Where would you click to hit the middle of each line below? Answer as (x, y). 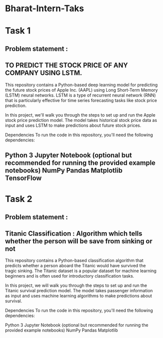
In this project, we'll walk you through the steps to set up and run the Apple (80, 115)
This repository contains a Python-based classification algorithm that (74, 260)
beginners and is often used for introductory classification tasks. (70, 276)
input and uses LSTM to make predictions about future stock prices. (73, 125)
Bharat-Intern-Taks (45, 9)
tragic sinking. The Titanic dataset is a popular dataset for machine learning (81, 271)
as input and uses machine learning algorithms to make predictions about (79, 296)
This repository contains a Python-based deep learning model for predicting (81, 85)
